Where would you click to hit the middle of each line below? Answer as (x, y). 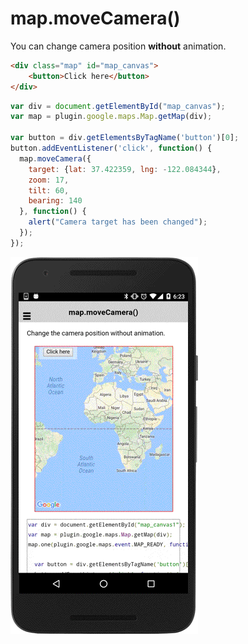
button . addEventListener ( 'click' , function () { (111, 148)
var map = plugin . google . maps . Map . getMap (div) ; (111, 117)
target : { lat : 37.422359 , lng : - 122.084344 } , (125, 169)
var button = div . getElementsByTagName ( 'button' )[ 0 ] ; (125, 138)
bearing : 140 (55, 201)
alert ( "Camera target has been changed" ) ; (118, 222)
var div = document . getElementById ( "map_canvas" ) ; (118, 106)
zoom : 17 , (49, 180)
